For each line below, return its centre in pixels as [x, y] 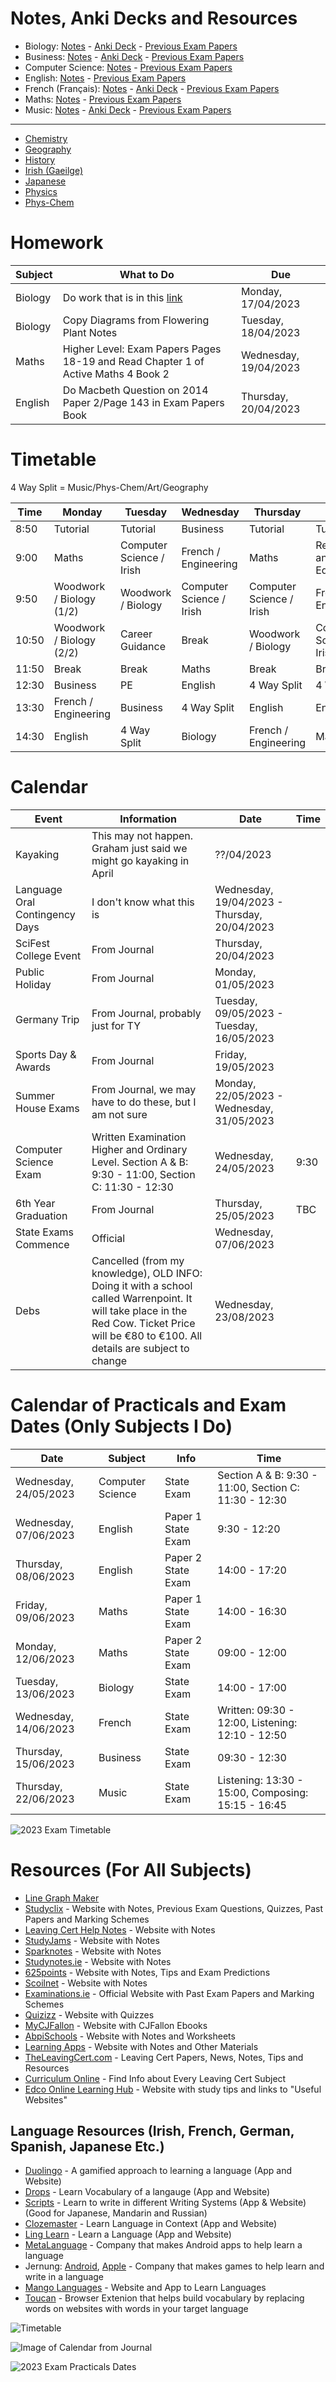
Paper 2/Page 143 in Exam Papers [143, 402]
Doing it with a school [142, 1285]
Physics [41, 191]
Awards [33, 1067]
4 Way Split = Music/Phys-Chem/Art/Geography [109, 487]
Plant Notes [90, 332]
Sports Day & [46, 1054]
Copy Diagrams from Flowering [136, 320]
